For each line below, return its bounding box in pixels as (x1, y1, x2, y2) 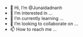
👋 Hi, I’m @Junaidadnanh (10, 5, 63, 10)
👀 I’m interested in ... (10, 10, 53, 16)
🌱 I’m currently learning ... (10, 15, 64, 21)
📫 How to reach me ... (10, 26, 57, 32)
